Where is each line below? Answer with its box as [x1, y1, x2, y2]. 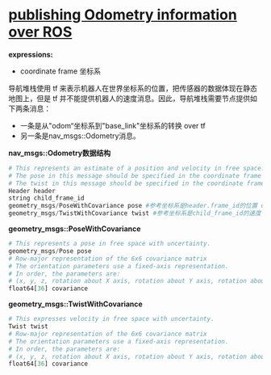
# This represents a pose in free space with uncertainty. [8, 240, 211, 248]
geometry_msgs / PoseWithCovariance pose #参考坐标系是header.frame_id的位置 [8, 202, 258, 210]
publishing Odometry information [8, 6, 238, 24]
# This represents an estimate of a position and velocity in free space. [8, 164, 265, 172]
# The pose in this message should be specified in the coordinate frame [8, 171, 262, 179]
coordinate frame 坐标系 [19, 66, 101, 76]
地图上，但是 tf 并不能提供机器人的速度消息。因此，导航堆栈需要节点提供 [8, 93, 251, 103]
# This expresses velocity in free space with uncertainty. [8, 315, 215, 323]
